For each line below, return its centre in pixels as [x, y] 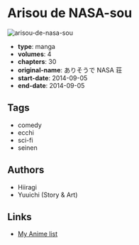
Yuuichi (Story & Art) [48, 195]
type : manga [36, 46]
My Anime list [38, 234]
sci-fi [25, 140]
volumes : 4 [34, 54]
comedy [30, 125]
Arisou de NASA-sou [70, 13]
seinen [27, 148]
